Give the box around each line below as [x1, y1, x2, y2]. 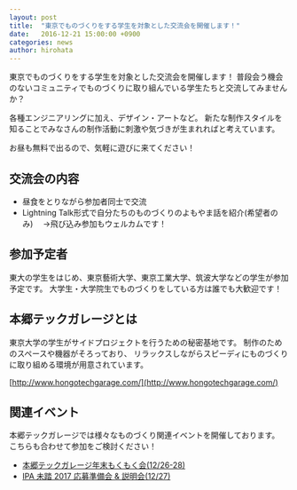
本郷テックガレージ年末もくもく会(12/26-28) [21, 460, 186, 470]
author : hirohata [9, 46, 74, 55]
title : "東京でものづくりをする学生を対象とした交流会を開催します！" [9, 21, 241, 30]
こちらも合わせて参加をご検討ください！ [9, 441, 157, 452]
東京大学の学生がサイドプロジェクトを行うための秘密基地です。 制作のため [9, 336, 283, 347]
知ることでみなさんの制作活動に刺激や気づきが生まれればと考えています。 [9, 123, 280, 134]
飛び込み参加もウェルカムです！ [50, 218, 167, 229]
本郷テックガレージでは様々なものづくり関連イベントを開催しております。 [9, 430, 280, 440]
